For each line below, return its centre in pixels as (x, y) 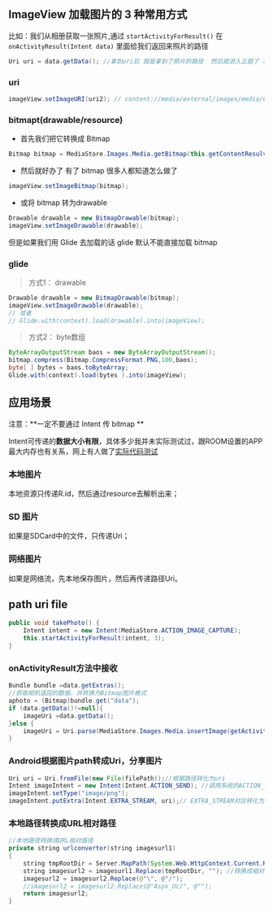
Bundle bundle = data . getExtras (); (67, 686)
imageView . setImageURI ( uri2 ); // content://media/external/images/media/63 (139, 99)
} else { (22, 723)
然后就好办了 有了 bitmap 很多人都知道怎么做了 (99, 171)
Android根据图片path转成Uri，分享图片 (86, 761)
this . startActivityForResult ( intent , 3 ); (94, 638)
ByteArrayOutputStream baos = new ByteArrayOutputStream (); (113, 352)
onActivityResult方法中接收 (63, 668)
